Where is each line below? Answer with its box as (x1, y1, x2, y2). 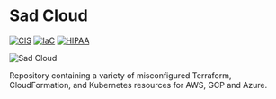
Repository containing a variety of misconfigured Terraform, (9, 69, 232, 81)
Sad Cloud (9, 5, 88, 26)
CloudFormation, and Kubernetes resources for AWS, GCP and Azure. (9, 79, 268, 90)
